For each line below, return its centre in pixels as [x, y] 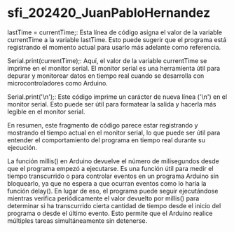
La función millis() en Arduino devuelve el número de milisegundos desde [113, 161]
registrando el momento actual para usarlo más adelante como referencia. [114, 47]
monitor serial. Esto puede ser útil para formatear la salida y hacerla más [112, 104]
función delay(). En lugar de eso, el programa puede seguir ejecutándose [113, 191]
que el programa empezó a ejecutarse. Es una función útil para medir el [110, 168]
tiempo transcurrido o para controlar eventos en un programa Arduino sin [113, 176]
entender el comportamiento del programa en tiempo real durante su [106, 140]
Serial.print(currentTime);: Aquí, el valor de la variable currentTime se [107, 60]
